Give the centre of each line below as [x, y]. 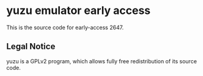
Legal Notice [31, 47]
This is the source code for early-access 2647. [65, 27]
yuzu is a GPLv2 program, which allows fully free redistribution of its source [102, 61]
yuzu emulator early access [79, 11]
